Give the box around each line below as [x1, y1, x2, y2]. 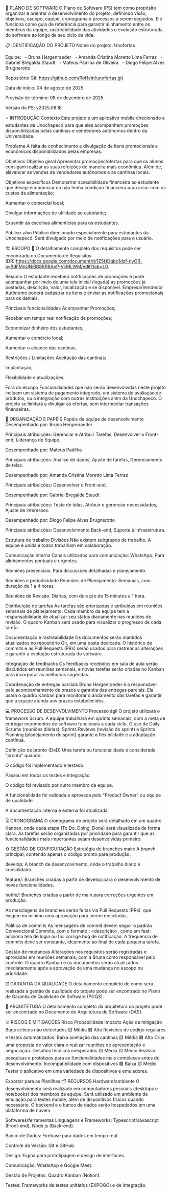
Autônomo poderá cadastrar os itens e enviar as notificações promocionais [5, 290, 164, 296]
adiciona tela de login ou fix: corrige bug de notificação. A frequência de [5, 934, 158, 939]
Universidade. [5, 133, 35, 139]
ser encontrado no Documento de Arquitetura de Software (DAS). [5, 1009, 143, 1015]
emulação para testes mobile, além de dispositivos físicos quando [5, 1096, 144, 1102]
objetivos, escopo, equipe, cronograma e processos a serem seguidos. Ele [5, 16, 162, 21]
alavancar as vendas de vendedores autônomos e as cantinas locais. [5, 169, 151, 175]
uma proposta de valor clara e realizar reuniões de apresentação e [5, 1042, 145, 1048]
